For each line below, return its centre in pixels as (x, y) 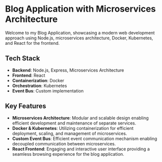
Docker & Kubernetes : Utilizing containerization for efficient (73, 128)
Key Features (26, 106)
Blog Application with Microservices (81, 9)
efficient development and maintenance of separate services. (74, 123)
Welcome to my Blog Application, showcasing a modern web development (80, 33)
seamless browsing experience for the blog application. (68, 154)
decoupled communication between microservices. (64, 144)
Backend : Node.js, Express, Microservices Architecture (68, 70)
